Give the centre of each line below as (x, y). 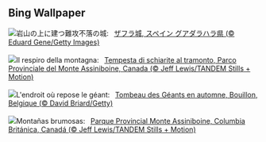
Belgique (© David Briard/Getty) (61, 103)
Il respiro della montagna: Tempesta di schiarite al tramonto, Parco (126, 59)
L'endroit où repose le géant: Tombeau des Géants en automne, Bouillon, (137, 94)
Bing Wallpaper (47, 13)
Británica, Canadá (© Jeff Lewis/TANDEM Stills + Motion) (102, 129)
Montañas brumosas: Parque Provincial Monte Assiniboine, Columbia (131, 121)
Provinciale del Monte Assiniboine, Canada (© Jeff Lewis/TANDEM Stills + (129, 68)
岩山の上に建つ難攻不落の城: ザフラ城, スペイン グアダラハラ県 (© (125, 33)
